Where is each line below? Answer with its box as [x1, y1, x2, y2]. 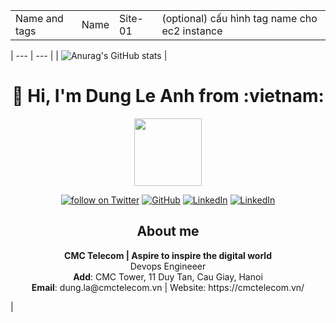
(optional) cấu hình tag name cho [161, 12, 318, 25]
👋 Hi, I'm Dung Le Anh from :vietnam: [11, 85, 325, 108]
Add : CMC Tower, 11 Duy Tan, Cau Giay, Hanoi [73, 270, 263, 283]
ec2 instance [161, 24, 223, 38]
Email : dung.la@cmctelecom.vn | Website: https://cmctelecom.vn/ [31, 281, 305, 293]
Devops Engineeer [129, 260, 207, 272]
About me [136, 223, 200, 240]
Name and [15, 12, 64, 25]
